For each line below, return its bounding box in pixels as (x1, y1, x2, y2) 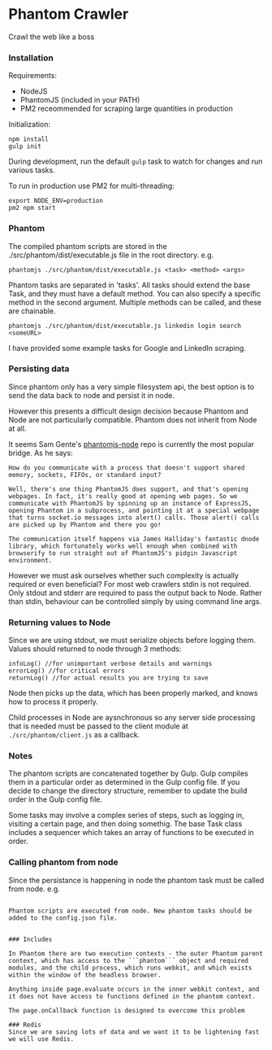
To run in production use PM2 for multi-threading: (8, 181, 175, 191)
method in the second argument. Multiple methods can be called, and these (8, 297, 262, 307)
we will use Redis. (8, 1035, 75, 1043)
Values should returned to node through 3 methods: (8, 644, 182, 654)
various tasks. (8, 165, 55, 175)
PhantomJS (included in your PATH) (19, 95, 140, 105)
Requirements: (8, 71, 57, 81)
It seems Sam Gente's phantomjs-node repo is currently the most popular (8, 439, 255, 448)
